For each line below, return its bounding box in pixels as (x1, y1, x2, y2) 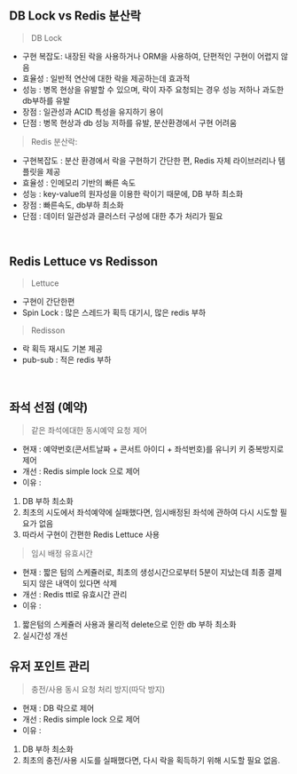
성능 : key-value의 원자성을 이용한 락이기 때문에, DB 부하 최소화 (21, 188, 244, 199)
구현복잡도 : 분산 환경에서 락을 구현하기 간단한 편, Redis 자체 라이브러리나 (21, 154, 277, 166)
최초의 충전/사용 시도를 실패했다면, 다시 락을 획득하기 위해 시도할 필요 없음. (21, 755, 281, 766)
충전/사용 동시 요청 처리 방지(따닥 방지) (30, 684, 166, 695)
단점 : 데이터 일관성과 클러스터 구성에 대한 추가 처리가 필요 (21, 210, 223, 221)
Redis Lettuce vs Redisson (9, 254, 158, 269)
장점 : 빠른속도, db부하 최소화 (21, 199, 124, 210)
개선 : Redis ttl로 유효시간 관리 (21, 589, 128, 600)
